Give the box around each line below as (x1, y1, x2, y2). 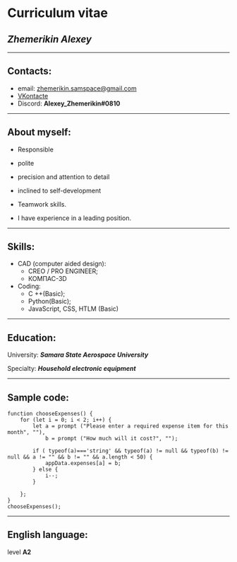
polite (17, 159, 35, 167)
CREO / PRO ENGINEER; (28, 267, 99, 275)
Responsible (17, 145, 54, 154)
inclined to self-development (17, 186, 101, 195)
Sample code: (7, 391, 69, 403)
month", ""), (7, 429, 46, 436)
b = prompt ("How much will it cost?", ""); (44, 435, 178, 442)
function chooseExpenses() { (7, 411, 93, 418)
